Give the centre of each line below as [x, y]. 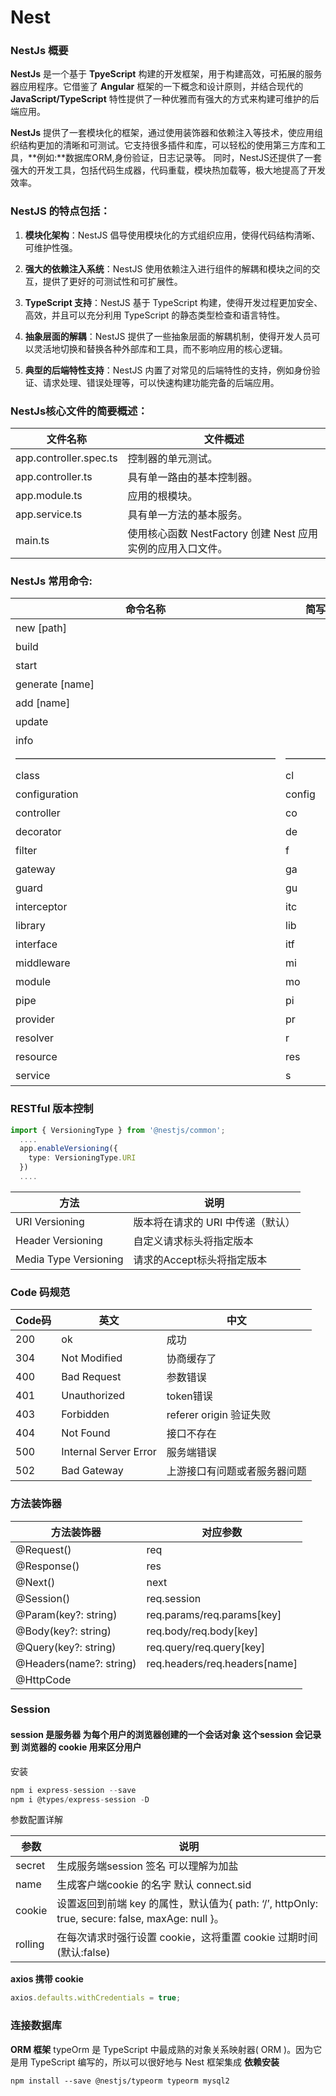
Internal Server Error [109, 1452]
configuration [47, 794]
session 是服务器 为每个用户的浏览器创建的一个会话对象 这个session [151, 1735]
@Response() [47, 1566]
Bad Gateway [92, 1471]
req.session [174, 1598]
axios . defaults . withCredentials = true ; [96, 1998]
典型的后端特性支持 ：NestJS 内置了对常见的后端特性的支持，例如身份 [168, 370]
